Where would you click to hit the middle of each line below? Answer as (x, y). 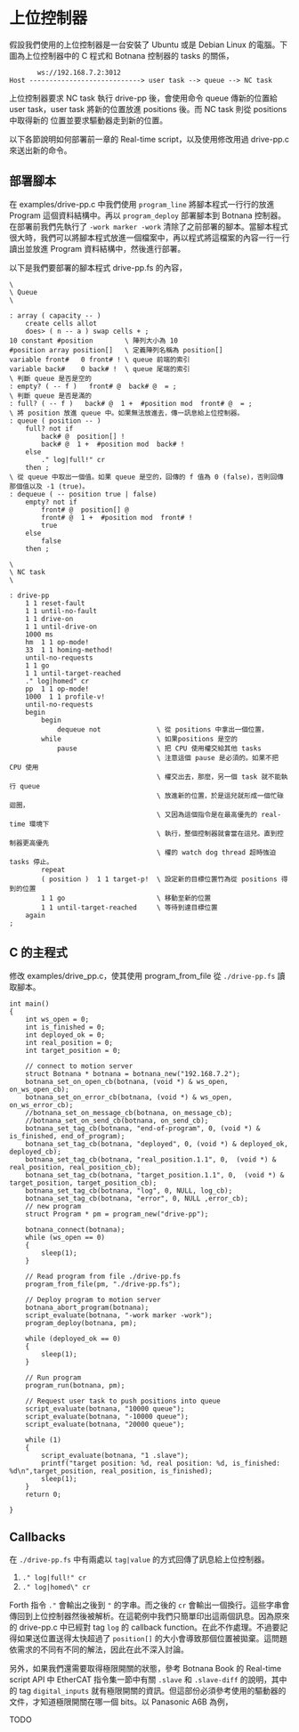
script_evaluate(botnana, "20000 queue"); (105, 1424)
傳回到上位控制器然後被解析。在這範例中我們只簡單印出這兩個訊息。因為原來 (149, 1616)
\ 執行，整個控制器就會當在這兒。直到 (217, 833)
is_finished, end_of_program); (67, 1136)
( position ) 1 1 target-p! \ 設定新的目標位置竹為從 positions (159, 879)
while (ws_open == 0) (65, 1237)
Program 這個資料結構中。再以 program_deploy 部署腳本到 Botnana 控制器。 (148, 215)
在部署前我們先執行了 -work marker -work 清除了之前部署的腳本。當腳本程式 (149, 226)
